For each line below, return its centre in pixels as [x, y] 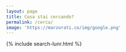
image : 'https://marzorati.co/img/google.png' [64, 27]
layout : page [22, 11]
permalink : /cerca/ [30, 22]
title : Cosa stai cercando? [40, 17]
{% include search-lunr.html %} [44, 44]
